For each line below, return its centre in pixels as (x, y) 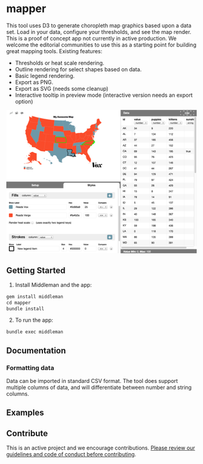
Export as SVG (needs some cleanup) (62, 88)
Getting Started (36, 270)
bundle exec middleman (35, 332)
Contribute (27, 433)
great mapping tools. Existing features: (54, 51)
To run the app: (34, 320)
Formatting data (30, 368)
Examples (25, 413)
